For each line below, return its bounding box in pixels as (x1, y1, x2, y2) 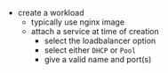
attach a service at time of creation (30, 26, 160, 36)
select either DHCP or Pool (44, 45, 136, 55)
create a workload (17, 8, 84, 18)
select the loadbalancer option (44, 35, 156, 46)
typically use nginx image (30, 17, 125, 27)
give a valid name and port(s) (44, 55, 152, 64)
